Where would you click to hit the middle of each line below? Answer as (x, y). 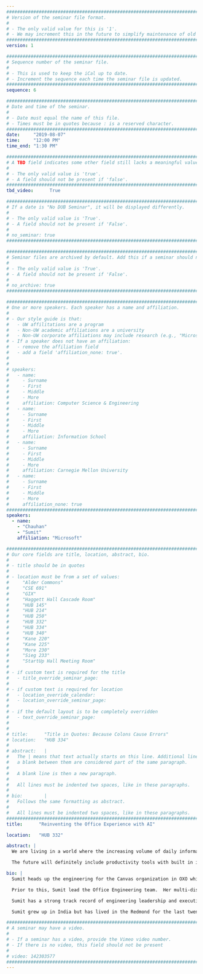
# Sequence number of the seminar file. (58, 62)
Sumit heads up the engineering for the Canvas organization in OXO (100, 879)
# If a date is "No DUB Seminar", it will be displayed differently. (96, 207)
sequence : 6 (21, 90)
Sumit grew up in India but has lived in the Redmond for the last (98, 912)
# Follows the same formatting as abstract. (66, 802)
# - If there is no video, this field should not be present (85, 945)
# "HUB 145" (27, 605)
